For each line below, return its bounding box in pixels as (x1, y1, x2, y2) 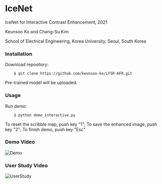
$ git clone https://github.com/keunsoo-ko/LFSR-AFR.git (14, 71, 133, 76)
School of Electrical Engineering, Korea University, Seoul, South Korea (5, 38, 146, 44)
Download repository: (5, 62, 49, 68)
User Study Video (5, 162, 48, 169)
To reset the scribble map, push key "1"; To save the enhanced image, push (5, 121, 158, 127)
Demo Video (5, 138, 35, 145)
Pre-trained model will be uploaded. (5, 79, 77, 86)
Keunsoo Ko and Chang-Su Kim (5, 28, 69, 34)
